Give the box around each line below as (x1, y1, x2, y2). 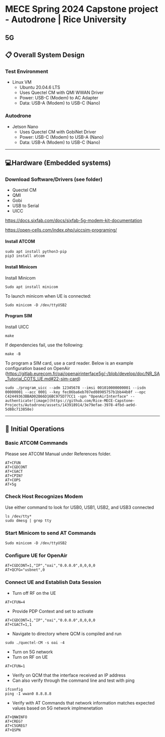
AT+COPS (5, 477, 21, 483)
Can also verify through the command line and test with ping (12, 677, 135, 683)
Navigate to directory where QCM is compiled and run (12, 631, 122, 637)
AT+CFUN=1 (5, 663, 26, 669)
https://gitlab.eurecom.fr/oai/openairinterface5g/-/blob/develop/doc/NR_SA (6, 370, 160, 376)
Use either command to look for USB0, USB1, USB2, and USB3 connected (5, 504, 154, 510)
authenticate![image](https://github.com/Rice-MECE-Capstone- (5, 398, 135, 403)
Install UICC (5, 324, 29, 330)
